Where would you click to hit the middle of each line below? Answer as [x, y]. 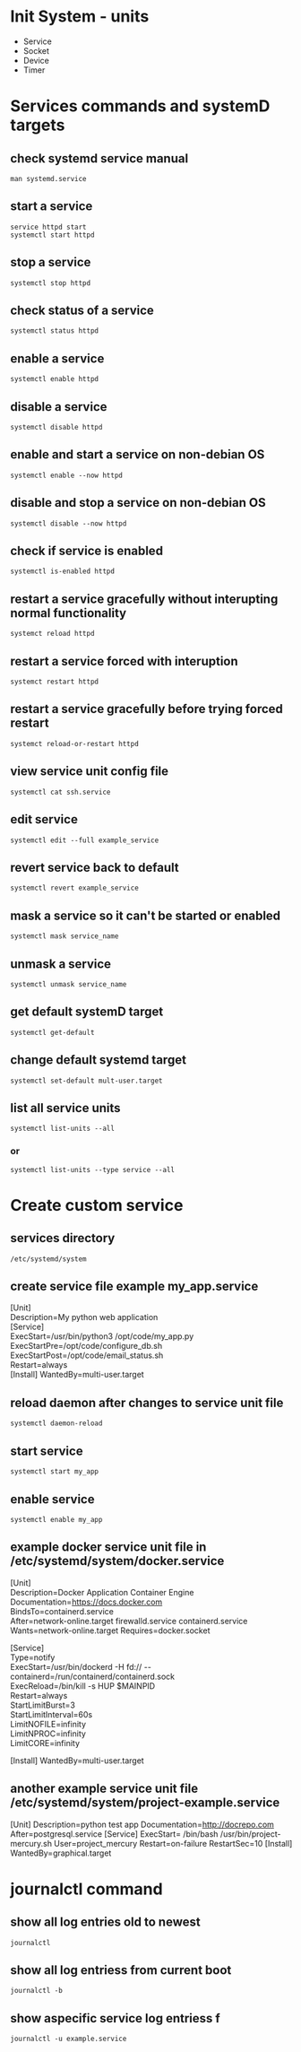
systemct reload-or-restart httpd [75, 743]
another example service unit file [104, 1789]
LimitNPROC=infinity [48, 1734]
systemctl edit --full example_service [85, 840]
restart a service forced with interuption [124, 661]
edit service [44, 819]
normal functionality [69, 613]
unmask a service [60, 964]
